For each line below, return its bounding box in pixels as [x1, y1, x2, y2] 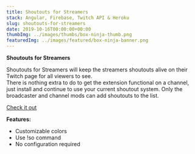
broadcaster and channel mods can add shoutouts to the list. [6, 92, 160, 99]
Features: [6, 116, 32, 123]
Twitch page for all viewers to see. [6, 73, 93, 79]
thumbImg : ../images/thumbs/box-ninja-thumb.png [6, 32, 132, 38]
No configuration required [15, 141, 80, 147]
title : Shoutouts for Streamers [6, 9, 88, 15]
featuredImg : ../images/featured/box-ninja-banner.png [6, 37, 149, 43]
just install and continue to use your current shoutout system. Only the [6, 86, 183, 92]
